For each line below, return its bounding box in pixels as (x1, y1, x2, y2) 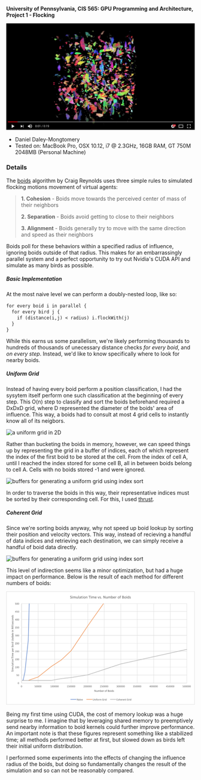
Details (6, 163, 28, 171)
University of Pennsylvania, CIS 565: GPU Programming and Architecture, (6, 5, 193, 12)
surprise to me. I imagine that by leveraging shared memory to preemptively (6, 717, 193, 724)
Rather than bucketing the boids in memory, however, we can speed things (6, 440, 191, 447)
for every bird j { (11, 309, 60, 315)
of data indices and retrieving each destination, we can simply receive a (6, 537, 184, 544)
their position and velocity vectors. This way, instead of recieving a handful (6, 531, 191, 538)
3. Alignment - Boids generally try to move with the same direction (20, 224, 186, 231)
